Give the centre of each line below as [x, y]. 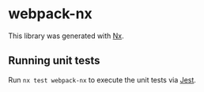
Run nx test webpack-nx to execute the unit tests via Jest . [102, 79]
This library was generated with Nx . [66, 36]
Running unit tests [54, 61]
